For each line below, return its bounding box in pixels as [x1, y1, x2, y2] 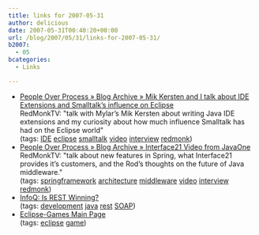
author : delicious [8, 19, 69, 27]
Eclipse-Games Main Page [19, 209, 107, 218]
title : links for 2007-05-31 [8, 11, 104, 20]
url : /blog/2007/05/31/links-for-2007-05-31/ [8, 33, 160, 42]
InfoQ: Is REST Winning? [19, 192, 99, 202]
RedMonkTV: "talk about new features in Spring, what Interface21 [19, 150, 233, 160]
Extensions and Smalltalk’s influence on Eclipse [19, 100, 174, 109]
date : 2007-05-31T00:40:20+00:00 [8, 26, 118, 34]
